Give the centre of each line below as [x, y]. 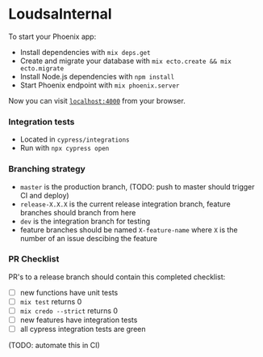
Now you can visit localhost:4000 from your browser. [97, 100]
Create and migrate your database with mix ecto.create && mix [125, 61]
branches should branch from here [78, 212]
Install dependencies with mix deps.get [85, 52]
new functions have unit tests [69, 292]
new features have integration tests [79, 320]
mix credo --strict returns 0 [69, 310]
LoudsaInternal [60, 14]
